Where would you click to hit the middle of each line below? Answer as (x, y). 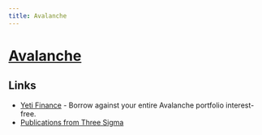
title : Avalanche (38, 16)
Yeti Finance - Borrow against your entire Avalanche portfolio (122, 105)
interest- (240, 105)
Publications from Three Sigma (72, 122)
